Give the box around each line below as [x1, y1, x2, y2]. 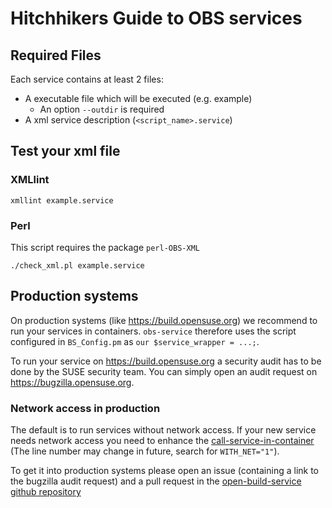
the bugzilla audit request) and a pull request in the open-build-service [10, 475, 302, 487]
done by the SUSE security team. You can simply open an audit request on [10, 365, 318, 377]
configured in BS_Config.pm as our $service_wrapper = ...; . [10, 335, 260, 347]
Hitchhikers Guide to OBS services [10, 7, 303, 30]
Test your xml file [10, 143, 121, 160]
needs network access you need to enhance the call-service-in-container [10, 435, 315, 447]
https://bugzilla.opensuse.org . [10, 376, 135, 388]
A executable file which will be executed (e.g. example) [24, 93, 253, 104]
